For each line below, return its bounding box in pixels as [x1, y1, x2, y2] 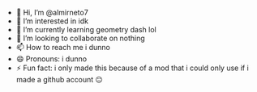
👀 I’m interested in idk [15, 16, 89, 26]
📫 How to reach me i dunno [15, 43, 111, 52]
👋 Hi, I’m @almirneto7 [15, 8, 89, 17]
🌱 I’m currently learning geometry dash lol [15, 25, 156, 34]
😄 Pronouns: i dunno [15, 54, 88, 64]
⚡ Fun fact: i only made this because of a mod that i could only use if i [15, 63, 249, 73]
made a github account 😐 [15, 75, 103, 84]
